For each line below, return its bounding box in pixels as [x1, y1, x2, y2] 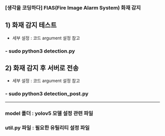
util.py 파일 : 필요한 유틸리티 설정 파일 [5, 124, 90, 131]
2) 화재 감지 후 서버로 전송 [5, 64, 79, 72]
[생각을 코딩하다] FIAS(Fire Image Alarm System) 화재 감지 [5, 4, 141, 11]
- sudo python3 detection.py [5, 48, 75, 54]
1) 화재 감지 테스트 [5, 21, 57, 29]
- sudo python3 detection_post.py [5, 90, 89, 97]
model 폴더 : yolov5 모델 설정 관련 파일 [5, 109, 93, 116]
